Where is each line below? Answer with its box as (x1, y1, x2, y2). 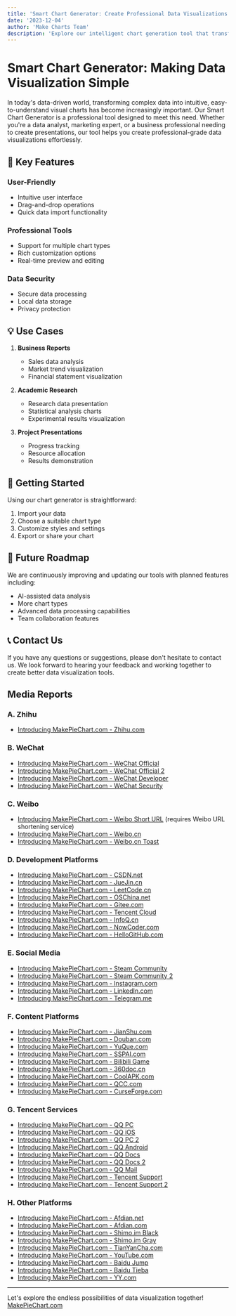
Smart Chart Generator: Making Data (7, 60, 226, 76)
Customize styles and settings (17, 524, 105, 533)
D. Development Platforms (7, 854, 99, 864)
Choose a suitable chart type (17, 517, 102, 526)
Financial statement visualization (27, 372, 123, 381)
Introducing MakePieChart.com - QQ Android (17, 1143, 149, 1152)
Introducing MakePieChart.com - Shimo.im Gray (17, 1236, 157, 1244)
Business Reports (17, 344, 71, 352)
